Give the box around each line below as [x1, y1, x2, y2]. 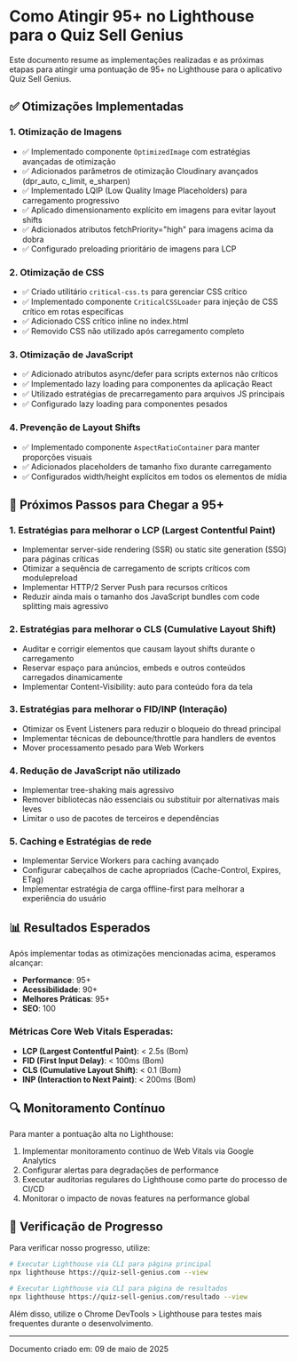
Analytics [21, 1156, 57, 1166]
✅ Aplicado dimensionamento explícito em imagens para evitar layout [21, 204, 277, 215]
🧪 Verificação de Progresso [9, 1219, 164, 1234]
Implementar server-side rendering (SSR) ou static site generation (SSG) [21, 544, 286, 555]
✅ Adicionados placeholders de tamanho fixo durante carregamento [21, 460, 272, 472]
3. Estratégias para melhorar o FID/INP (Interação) [9, 703, 228, 716]
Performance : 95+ [21, 975, 91, 986]
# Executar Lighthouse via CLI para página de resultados [9, 1284, 228, 1293]
